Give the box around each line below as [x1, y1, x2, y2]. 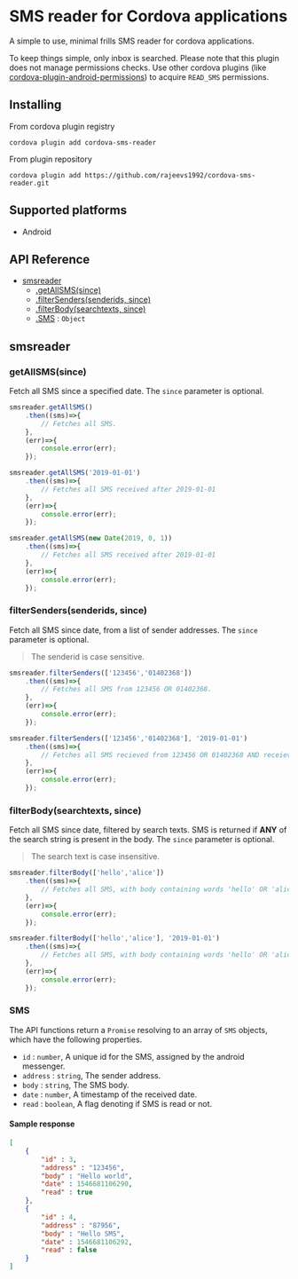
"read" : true [41, 1188, 93, 1197]
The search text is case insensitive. [30, 851, 160, 862]
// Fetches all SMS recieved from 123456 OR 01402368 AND [41, 750, 260, 760]
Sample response [9, 1118, 75, 1129]
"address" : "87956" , [41, 1220, 122, 1230]
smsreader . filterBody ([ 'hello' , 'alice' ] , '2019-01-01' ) [9, 934, 220, 943]
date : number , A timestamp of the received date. [21, 1089, 198, 1100]
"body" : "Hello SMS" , [41, 1229, 125, 1238]
